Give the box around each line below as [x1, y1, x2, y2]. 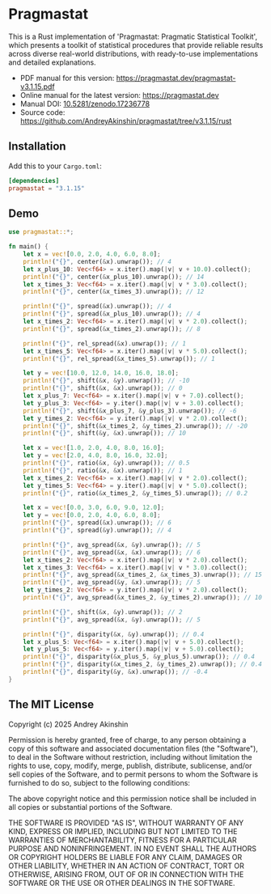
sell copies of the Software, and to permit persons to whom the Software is [8, 769, 259, 779]
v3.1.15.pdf [19, 82, 55, 91]
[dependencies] [8, 176, 60, 184]
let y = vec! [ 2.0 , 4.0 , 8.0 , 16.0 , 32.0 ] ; [23, 451, 168, 460]
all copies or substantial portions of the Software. [8, 802, 172, 811]
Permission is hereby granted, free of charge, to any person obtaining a [8, 735, 247, 744]
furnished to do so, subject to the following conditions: [8, 777, 190, 787]
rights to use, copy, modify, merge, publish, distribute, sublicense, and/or [8, 761, 252, 770]
